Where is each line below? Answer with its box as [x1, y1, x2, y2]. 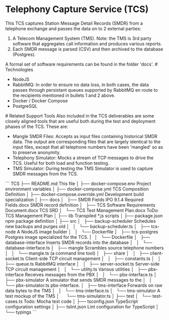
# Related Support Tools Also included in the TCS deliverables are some [5, 112, 154, 119]
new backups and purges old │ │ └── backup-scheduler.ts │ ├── [5, 223, 150, 229]
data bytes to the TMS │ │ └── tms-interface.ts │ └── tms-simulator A [5, 287, 160, 293]
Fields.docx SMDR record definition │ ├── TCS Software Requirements [5, 202, 156, 208]
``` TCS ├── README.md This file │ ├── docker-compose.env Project [5, 180, 151, 186]
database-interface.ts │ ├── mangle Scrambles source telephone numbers [5, 244, 164, 250]
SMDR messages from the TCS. [12, 170, 78, 177]
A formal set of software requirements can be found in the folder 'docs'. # [5, 61, 158, 67]
